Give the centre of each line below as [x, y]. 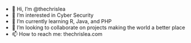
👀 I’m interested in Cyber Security [52, 15]
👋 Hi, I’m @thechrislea [39, 9]
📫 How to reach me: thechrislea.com [57, 34]
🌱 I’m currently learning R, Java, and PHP [62, 21]
